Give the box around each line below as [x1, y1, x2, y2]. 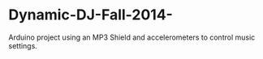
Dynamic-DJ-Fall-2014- [8, 6, 173, 24]
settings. [8, 40, 38, 50]
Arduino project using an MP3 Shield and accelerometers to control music [8, 32, 256, 42]
